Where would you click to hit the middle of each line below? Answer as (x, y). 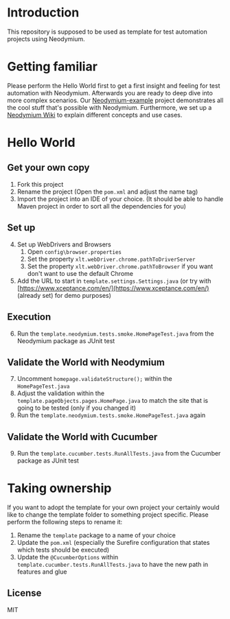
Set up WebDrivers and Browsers (64, 244)
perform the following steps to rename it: (65, 522)
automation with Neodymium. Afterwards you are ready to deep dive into (110, 93)
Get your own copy (48, 168)
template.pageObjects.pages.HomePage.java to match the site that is (112, 401)
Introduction (43, 13)
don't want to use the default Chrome (80, 273)
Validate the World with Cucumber (82, 437)
